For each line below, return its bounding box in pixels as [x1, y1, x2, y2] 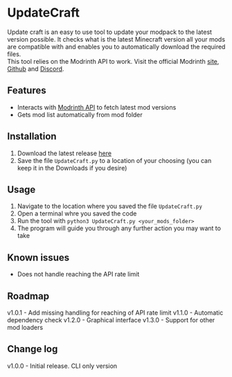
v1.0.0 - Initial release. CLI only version [7, 362, 118, 370]
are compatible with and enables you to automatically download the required [7, 42, 226, 51]
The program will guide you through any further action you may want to [17, 224, 222, 233]
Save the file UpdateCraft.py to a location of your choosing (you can [17, 156, 212, 164]
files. [7, 50, 21, 58]
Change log [7, 343, 58, 355]
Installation [7, 130, 57, 143]
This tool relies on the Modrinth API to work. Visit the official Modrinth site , [7, 57, 220, 65]
